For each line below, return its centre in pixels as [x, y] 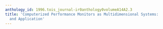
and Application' [27, 19]
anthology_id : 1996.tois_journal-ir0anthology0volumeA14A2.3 [69, 10]
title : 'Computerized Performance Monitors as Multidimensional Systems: [82, 14]
